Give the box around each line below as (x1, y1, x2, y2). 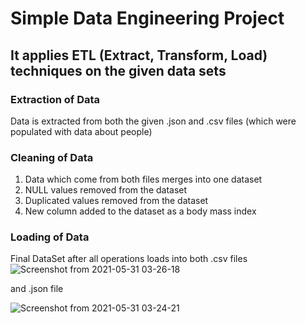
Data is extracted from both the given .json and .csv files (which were (10, 115, 297, 127)
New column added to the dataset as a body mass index (24, 205, 257, 217)
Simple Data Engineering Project (10, 7, 285, 30)
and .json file (10, 283, 64, 295)
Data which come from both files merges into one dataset (24, 173, 263, 186)
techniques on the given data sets (10, 62, 227, 79)
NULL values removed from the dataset (24, 184, 188, 196)
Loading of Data (10, 230, 90, 244)
